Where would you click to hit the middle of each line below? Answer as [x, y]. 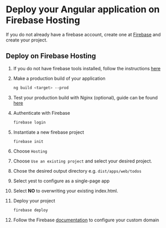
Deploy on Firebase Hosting [51, 56]
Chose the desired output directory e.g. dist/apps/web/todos [77, 171]
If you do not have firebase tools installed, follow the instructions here [87, 68]
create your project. [27, 40]
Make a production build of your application [59, 78]
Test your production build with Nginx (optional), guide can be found [85, 97]
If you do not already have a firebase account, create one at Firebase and [83, 34]
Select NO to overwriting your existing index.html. [66, 191]
